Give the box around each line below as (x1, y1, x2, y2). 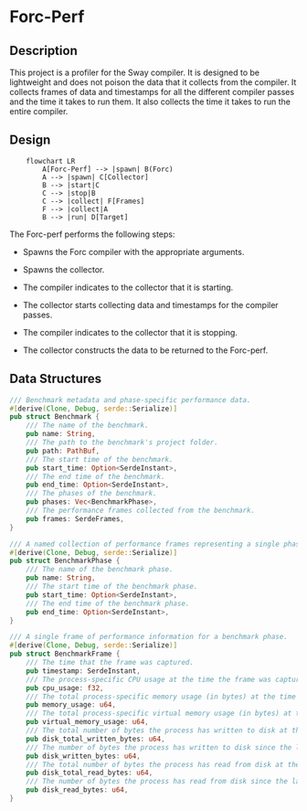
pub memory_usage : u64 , (26, 700, 117, 710)
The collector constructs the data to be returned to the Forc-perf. (22, 345, 269, 356)
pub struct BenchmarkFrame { (9, 649, 121, 659)
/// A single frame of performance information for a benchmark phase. (9, 633, 288, 642)
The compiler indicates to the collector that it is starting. (22, 282, 234, 293)
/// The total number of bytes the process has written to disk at (26, 726, 288, 735)
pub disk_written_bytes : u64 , (26, 752, 142, 761)
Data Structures (9, 371, 102, 387)
